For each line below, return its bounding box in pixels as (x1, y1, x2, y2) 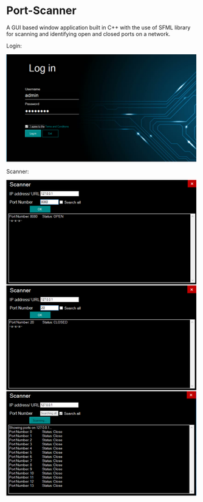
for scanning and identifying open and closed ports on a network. (6, 30, 171, 37)
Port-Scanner (6, 4, 77, 18)
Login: (6, 42, 22, 49)
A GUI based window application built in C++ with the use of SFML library (6, 24, 191, 31)
